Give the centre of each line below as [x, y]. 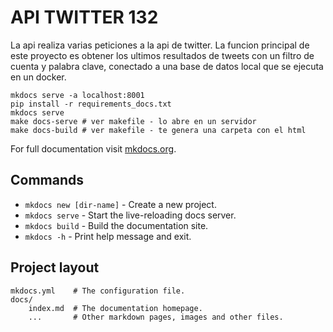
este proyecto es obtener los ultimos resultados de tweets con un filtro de [162, 55]
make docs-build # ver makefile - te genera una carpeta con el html [158, 130]
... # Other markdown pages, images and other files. [156, 317]
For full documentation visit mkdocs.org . [93, 148]
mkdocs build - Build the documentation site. [116, 225]
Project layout [55, 267]
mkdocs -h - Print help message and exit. [108, 236]
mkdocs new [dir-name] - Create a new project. [120, 204]
